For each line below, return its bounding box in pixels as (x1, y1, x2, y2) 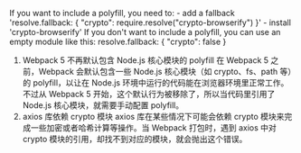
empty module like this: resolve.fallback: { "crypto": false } (9, 36, 227, 47)
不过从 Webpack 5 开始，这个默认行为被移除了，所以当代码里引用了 (22, 89, 276, 99)
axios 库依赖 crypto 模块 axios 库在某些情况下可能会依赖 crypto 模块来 (22, 112, 285, 121)
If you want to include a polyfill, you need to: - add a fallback (9, 8, 235, 18)
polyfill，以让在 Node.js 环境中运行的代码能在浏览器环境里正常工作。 (33, 77, 289, 88)
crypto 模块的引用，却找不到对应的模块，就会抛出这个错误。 (22, 134, 248, 144)
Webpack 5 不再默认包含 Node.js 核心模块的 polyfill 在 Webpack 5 (22, 55, 269, 66)
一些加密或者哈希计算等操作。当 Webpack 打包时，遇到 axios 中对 (30, 122, 277, 133)
